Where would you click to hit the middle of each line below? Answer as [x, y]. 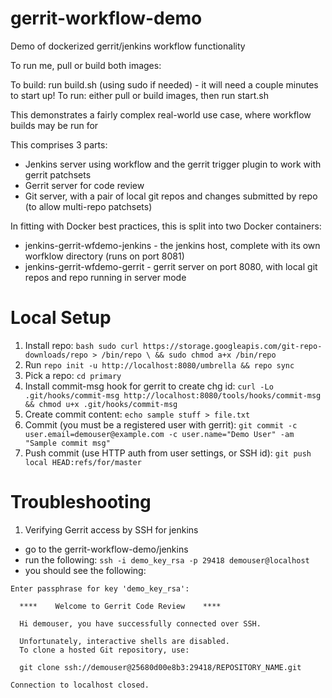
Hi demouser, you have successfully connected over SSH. [140, 623]
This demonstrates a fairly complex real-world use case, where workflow [161, 114]
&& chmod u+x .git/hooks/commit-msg [101, 404]
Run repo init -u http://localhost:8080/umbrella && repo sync [159, 364]
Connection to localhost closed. [80, 685]
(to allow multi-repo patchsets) [88, 206]
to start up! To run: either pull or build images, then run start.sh [139, 95]
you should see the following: [85, 570]
